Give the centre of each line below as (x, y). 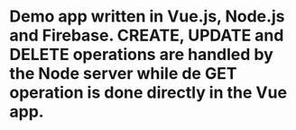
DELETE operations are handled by (141, 55)
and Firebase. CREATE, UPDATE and (147, 35)
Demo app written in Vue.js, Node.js (147, 17)
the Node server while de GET (123, 74)
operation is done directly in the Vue (148, 93)
